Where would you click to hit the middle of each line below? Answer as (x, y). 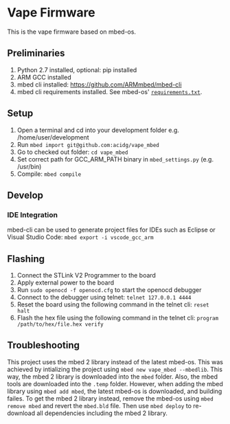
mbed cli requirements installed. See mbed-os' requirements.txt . (110, 91)
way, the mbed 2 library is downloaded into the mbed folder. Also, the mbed (113, 377)
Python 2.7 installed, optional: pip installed (77, 69)
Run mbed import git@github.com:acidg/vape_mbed (88, 144)
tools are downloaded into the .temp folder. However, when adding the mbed (115, 383)
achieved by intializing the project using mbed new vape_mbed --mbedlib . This (115, 369)
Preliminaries (36, 53)
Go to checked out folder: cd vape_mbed (72, 152)
